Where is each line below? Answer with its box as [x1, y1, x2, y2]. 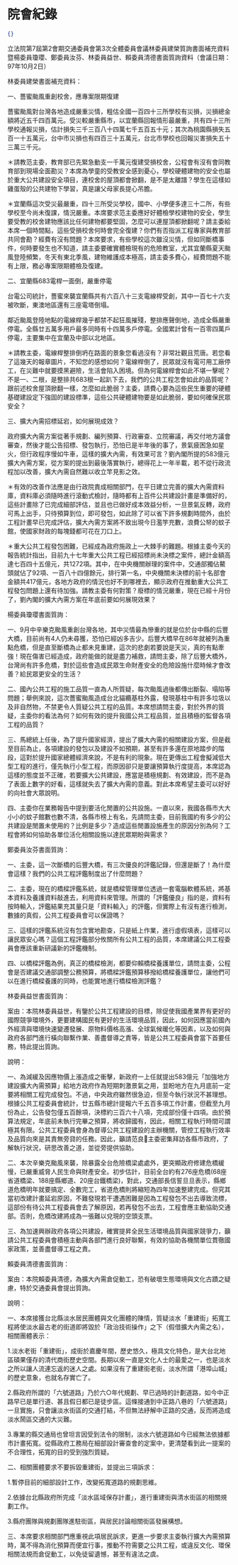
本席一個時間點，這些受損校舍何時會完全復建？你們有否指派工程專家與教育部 [7, 226, 231, 234]
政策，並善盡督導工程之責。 [13, 1244, 94, 1253]
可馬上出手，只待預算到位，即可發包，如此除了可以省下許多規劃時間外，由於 [7, 509, 231, 517]
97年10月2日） [7, 62, 50, 70]
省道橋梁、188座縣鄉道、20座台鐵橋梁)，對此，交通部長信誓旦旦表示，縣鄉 [7, 1176, 227, 1185]
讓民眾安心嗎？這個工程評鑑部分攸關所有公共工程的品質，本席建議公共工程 [7, 935, 225, 943]
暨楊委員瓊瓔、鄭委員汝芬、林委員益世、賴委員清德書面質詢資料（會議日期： [7, 53, 231, 61]
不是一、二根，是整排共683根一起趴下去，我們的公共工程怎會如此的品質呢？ [7, 375, 230, 383]
